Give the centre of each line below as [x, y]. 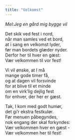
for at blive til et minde [28, 86]
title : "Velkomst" [24, 10]
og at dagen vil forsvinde [31, 80]
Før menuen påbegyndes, [32, 117]
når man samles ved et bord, [34, 39]
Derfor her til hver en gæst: [33, 55]
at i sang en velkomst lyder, [33, 44]
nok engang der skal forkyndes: [38, 122]
